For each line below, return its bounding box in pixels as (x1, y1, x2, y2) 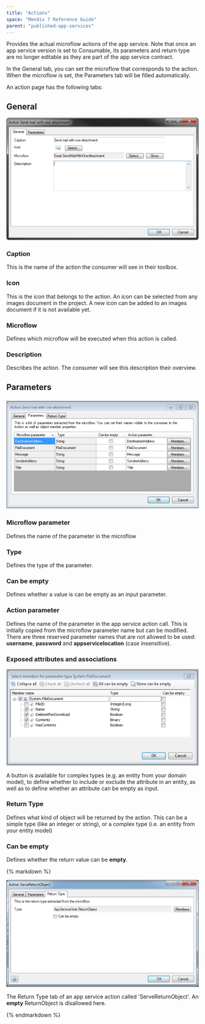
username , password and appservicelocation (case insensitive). (6, 639, 171, 647)
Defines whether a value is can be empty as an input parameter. (6, 591, 167, 598)
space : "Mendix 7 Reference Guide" (6, 16, 97, 23)
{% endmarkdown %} (6, 1011, 61, 1018)
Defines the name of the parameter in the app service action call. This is (6, 620, 188, 627)
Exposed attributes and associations (6, 655, 117, 663)
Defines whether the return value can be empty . (6, 856, 128, 864)
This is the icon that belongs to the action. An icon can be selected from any (6, 293, 198, 300)
